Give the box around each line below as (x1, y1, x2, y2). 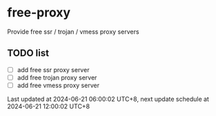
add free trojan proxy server (17, 73, 97, 82)
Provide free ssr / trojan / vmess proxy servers (7, 27, 139, 36)
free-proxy (7, 5, 71, 21)
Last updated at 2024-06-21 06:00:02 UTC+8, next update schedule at (7, 95, 209, 103)
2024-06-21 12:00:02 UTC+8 (7, 102, 90, 111)
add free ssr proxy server (17, 65, 90, 73)
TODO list (7, 47, 50, 59)
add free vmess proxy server (17, 81, 100, 89)
